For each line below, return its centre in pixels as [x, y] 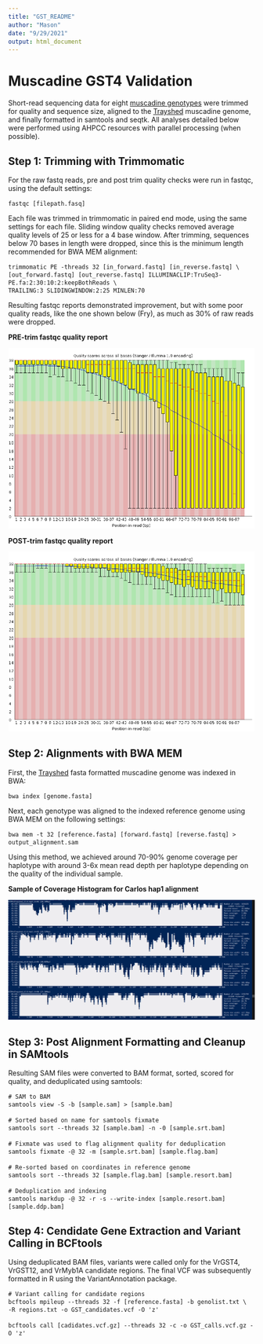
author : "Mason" [34, 25]
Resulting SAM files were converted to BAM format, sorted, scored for [121, 1073]
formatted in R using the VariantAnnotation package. [93, 1279]
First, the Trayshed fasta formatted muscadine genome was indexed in [122, 772]
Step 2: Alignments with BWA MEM [95, 754]
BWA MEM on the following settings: [67, 819]
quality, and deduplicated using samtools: [75, 1082]
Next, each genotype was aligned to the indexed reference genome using [127, 811]
